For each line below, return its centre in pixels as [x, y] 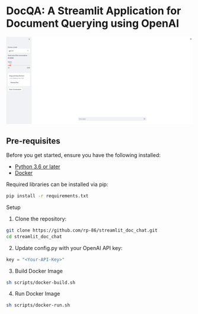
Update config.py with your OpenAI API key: [68, 248]
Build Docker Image [39, 271]
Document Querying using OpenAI [93, 23]
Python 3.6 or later [37, 166]
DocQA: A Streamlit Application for [94, 11]
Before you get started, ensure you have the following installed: [84, 155]
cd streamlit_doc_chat [34, 236]
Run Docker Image [37, 294]
